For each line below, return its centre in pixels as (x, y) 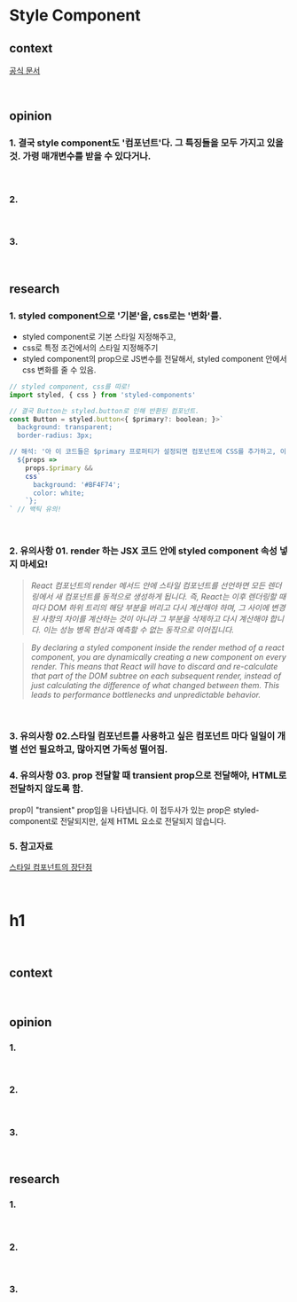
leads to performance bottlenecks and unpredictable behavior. (146, 694)
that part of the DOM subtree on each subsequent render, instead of (156, 676)
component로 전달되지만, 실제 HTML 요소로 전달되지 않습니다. (118, 820)
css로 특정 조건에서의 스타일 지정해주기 (90, 348)
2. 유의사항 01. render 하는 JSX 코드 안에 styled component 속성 (143, 551)
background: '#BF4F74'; (77, 484)
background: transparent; (65, 427)
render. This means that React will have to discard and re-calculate (154, 666)
